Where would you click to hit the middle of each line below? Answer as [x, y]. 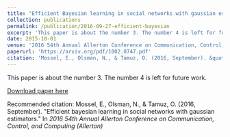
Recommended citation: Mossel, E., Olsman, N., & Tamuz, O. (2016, [101, 104]
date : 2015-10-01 [32, 39]
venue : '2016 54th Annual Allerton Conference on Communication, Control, [116, 45]
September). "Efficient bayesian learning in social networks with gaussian [111, 111]
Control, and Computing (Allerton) [55, 126]
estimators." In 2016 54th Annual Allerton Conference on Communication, [111, 119]
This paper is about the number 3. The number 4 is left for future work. [107, 77]
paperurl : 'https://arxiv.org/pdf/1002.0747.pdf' [79, 52]
